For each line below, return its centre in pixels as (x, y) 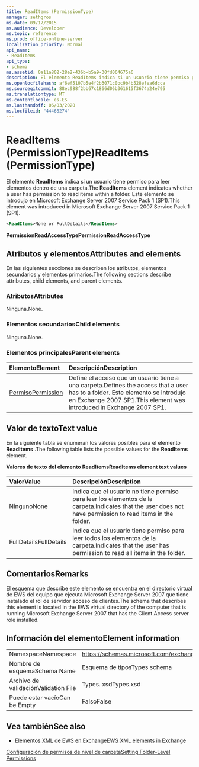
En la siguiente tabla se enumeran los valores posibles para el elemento (93, 442)
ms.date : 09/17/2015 (32, 23)
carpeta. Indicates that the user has (121, 545)
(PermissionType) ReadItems (78, 153)
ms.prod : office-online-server (45, 39)
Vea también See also (46, 726)
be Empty (23, 705)
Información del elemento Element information (93, 638)
